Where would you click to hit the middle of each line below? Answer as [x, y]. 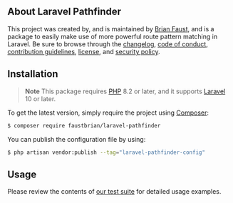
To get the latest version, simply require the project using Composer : [108, 113]
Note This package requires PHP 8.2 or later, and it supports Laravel [125, 91]
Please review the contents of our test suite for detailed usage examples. [114, 192]
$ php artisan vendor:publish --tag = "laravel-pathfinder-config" [106, 152]
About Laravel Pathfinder [64, 12]
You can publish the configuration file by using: [77, 139]
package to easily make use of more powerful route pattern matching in [113, 36]
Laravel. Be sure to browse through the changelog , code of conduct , [108, 44]
